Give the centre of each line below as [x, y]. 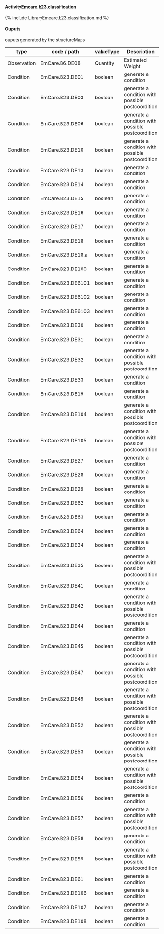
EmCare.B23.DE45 [62, 646]
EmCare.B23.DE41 [62, 586]
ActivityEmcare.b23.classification [41, 7]
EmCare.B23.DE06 [62, 124]
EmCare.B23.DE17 [62, 227]
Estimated [136, 60]
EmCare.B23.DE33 [62, 380]
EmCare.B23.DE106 [64, 893]
